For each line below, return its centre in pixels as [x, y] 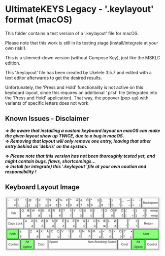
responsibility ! [21, 171]
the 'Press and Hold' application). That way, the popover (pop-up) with [77, 98]
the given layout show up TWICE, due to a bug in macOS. [65, 136]
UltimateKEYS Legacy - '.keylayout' [80, 9]
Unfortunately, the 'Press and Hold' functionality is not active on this [74, 87]
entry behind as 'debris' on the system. [46, 146]
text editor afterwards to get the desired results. [54, 78]
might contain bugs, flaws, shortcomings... [50, 161]
